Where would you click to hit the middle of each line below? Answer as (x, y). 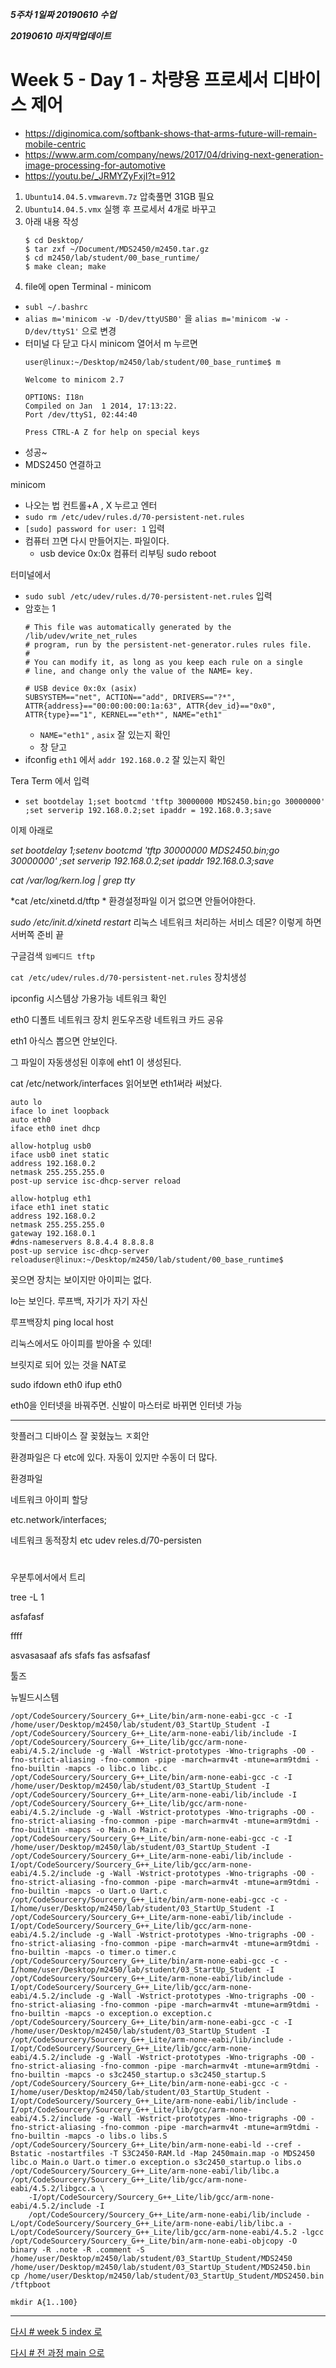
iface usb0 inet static (60, 1154)
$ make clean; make (65, 266)
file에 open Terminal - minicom (88, 286)
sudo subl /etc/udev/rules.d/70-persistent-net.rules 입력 (148, 595)
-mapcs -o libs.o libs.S (115, 2136)
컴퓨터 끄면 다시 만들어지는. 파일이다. (97, 540)
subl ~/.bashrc (56, 307)
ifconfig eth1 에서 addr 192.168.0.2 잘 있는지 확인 (125, 759)
